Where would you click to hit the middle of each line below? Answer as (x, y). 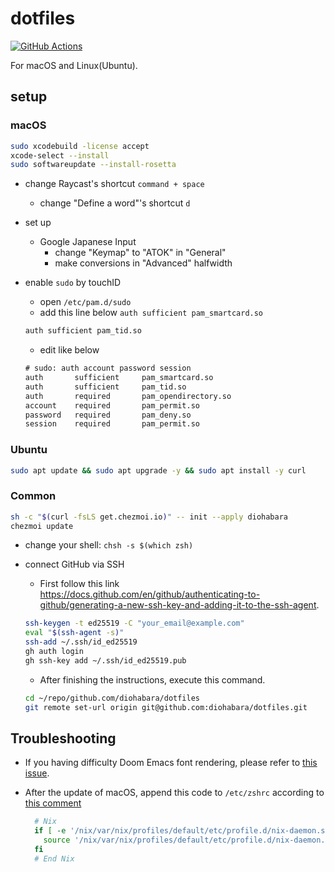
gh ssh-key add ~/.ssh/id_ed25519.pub (105, 660)
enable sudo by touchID (73, 283)
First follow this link (79, 584)
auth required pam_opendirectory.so (128, 396)
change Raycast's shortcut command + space (114, 184)
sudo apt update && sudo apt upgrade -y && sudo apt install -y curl (158, 470)
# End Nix (54, 858)
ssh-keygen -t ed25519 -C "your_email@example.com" (134, 623)
